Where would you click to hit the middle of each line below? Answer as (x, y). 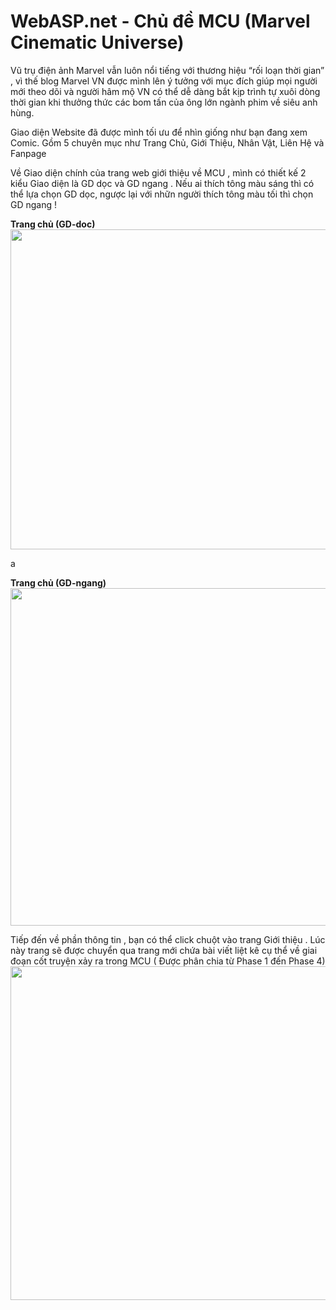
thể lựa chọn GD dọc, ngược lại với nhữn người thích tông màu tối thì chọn (162, 194)
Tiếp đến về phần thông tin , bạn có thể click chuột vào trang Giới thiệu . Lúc (168, 939)
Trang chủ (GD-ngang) (58, 582)
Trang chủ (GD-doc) (53, 224)
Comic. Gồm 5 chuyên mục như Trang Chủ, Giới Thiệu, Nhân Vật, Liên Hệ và (167, 142)
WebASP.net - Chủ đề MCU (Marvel (160, 21)
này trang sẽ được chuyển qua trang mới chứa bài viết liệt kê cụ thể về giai (164, 950)
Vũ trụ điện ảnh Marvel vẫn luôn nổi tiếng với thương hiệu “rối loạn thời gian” (167, 70)
